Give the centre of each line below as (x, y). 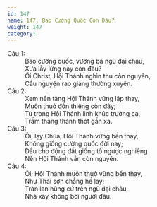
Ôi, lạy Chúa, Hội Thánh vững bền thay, (82, 136)
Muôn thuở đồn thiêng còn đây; (70, 106)
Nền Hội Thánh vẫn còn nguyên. (72, 159)
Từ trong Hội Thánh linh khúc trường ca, (83, 114)
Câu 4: (17, 166)
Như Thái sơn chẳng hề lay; (65, 182)
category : (22, 34)
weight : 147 (25, 27)
